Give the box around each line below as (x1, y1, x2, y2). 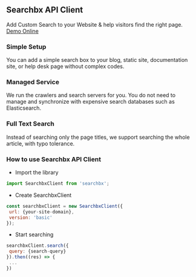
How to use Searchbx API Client (6, 155, 102, 163)
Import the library (15, 169, 59, 176)
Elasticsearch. (6, 104, 41, 112)
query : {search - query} (8, 249, 67, 255)
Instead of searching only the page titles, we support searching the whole (6, 133, 190, 141)
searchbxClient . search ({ (6, 242, 69, 249)
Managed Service (6, 78, 59, 87)
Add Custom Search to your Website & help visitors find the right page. (6, 21, 183, 28)
